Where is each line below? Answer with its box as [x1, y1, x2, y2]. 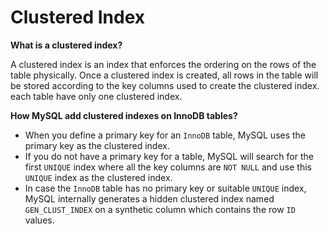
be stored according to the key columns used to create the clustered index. [10, 79, 320, 91]
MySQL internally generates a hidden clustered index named [24, 192, 275, 205]
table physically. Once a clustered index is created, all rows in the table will [10, 69, 319, 81]
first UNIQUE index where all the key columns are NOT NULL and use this [24, 161, 312, 173]
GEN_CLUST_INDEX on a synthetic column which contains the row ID [24, 203, 296, 215]
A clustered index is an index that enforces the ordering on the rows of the [10, 58, 317, 70]
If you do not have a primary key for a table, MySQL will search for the [24, 150, 314, 162]
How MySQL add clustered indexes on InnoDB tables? [10, 109, 238, 121]
